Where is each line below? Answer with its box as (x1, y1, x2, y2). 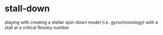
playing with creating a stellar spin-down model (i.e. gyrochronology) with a (4, 19, 158, 25)
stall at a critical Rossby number (4, 24, 69, 30)
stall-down (4, 3, 50, 14)
